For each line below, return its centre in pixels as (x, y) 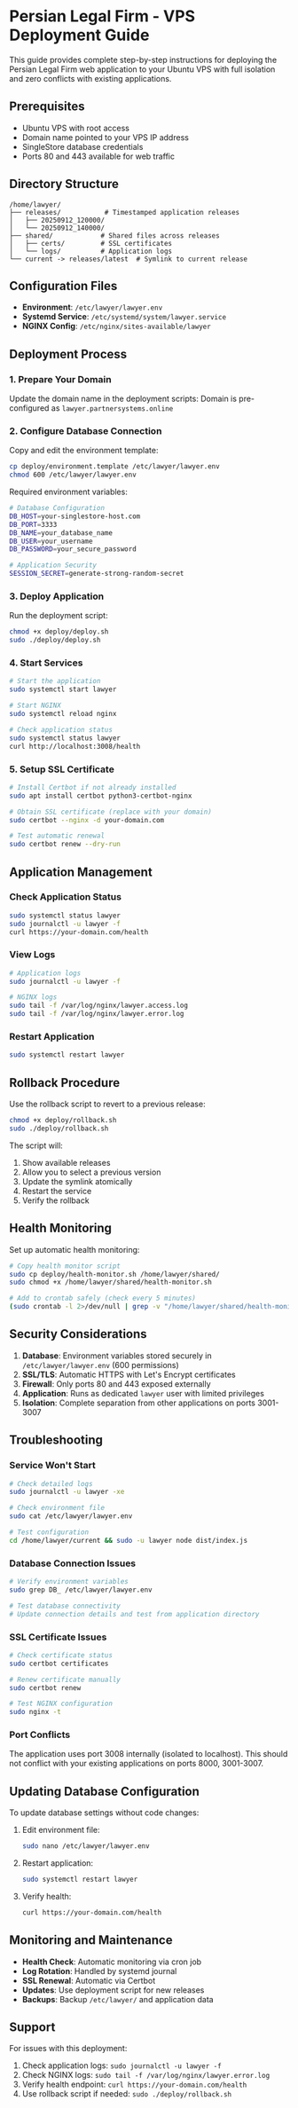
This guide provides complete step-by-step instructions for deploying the (143, 59)
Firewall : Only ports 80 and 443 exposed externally (116, 1384)
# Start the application (55, 681)
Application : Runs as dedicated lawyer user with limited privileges (143, 1393)
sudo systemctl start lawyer (63, 689)
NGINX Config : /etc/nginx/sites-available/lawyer (116, 326)
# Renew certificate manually (65, 1679)
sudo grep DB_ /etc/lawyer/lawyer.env (81, 1590)
